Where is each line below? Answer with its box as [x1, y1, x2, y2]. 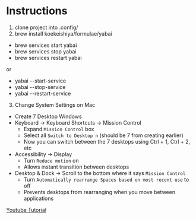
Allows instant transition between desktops [23, 163, 129, 170]
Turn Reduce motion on [23, 157, 79, 164]
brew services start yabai [14, 42, 77, 49]
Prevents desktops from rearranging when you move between [23, 188, 176, 195]
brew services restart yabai [14, 54, 82, 61]
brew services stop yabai [14, 47, 77, 55]
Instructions [6, 4, 68, 18]
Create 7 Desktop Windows [14, 113, 82, 120]
